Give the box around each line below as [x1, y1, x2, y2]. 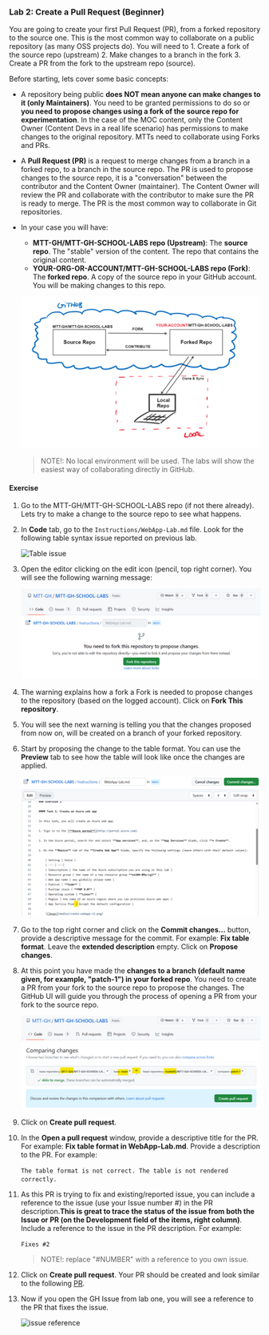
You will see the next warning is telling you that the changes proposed [20, 720, 252, 729]
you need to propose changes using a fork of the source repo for [20, 106, 239, 116]
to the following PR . [20, 1279, 85, 1289]
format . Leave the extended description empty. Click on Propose [20, 941, 239, 951]
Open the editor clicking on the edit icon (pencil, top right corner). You [20, 564, 252, 574]
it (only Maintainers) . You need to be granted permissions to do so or [20, 98, 251, 108]
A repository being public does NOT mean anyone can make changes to [20, 90, 261, 99]
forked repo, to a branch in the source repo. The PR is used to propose [20, 165, 254, 174]
